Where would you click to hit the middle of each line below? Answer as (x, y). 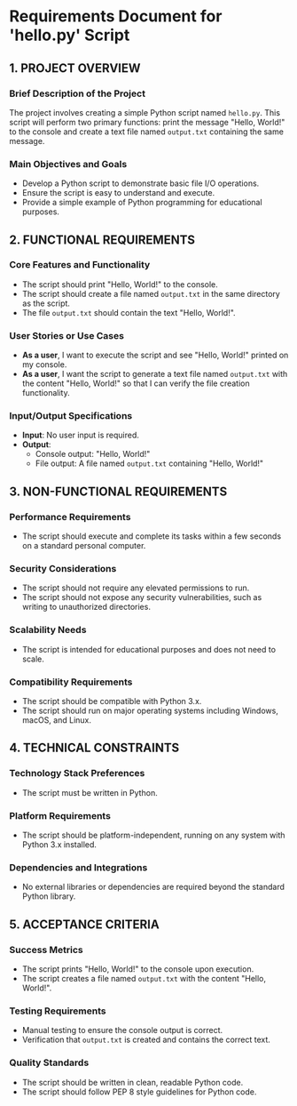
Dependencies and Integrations (78, 867)
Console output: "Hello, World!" (93, 454)
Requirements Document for (116, 16)
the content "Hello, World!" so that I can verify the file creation (136, 383)
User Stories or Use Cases (66, 335)
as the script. (46, 303)
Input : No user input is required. (81, 435)
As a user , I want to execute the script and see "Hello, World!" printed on (155, 355)
